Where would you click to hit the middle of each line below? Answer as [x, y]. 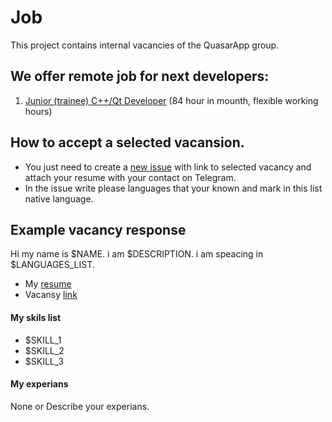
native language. [59, 198]
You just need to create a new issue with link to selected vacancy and [168, 167]
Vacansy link [51, 295]
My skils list [36, 317]
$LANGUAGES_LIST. [52, 265]
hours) [38, 111]
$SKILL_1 [43, 340]
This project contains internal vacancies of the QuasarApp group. [145, 45]
